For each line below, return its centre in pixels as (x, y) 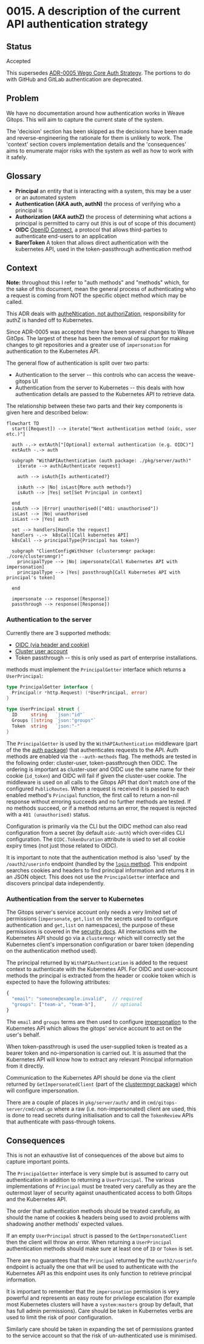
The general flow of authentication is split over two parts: (78, 363)
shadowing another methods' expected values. (65, 1224)
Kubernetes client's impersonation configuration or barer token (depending (100, 945)
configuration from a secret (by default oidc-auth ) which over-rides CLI (96, 832)
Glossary (24, 177)
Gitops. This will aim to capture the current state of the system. (85, 119)
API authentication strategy (77, 24)
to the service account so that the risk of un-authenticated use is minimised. (102, 1335)
